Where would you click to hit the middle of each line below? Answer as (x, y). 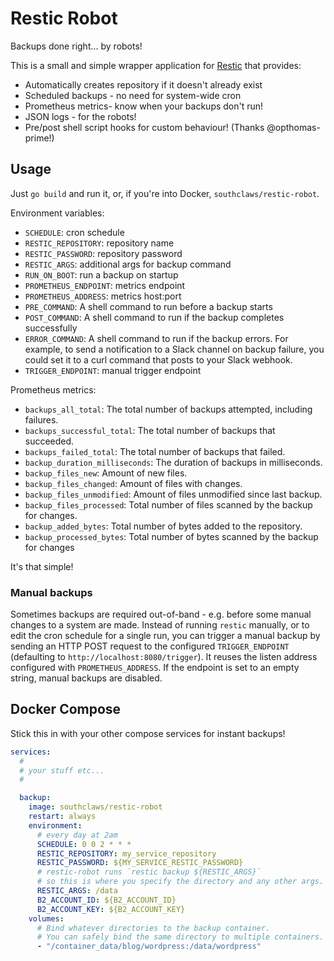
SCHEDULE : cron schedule (74, 232)
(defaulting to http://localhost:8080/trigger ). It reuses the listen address (164, 657)
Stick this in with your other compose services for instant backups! (148, 733)
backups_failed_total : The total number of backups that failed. (155, 451)
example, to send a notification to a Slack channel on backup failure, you (174, 349)
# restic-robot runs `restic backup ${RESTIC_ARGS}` (149, 872)
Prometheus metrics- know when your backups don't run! (144, 106)
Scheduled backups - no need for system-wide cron (133, 95)
